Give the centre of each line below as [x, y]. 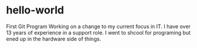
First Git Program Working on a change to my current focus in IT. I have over [98, 26]
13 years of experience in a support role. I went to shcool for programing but [98, 32]
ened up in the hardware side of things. [54, 39]
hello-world [35, 10]
